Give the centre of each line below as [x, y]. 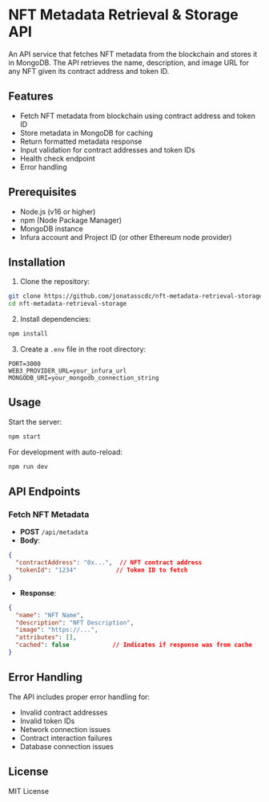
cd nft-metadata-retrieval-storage [68, 304]
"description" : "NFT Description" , [75, 623]
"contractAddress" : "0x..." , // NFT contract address [109, 563]
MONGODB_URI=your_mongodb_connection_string [84, 378]
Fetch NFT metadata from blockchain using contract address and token [138, 116]
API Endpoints [44, 491]
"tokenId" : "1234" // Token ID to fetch [102, 570]
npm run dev [28, 466]
